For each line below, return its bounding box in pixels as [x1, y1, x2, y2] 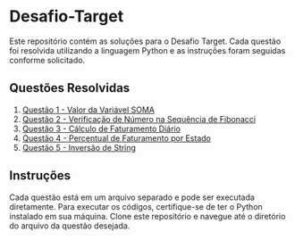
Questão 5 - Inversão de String [21, 142, 137, 153]
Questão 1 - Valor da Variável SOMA [21, 104, 155, 115]
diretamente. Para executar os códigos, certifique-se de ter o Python [9, 201, 264, 211]
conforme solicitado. [9, 54, 86, 65]
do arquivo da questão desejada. [9, 220, 131, 231]
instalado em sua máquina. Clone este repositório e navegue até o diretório [9, 211, 286, 221]
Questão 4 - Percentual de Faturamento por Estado [21, 132, 212, 144]
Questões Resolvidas [9, 80, 131, 95]
